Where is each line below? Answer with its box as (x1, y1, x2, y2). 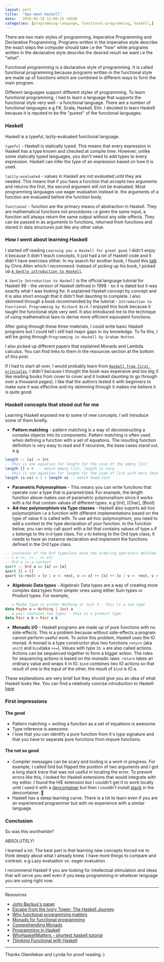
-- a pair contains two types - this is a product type (5, 611, 121, 616)
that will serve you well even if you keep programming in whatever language (5, 872, 158, 878)
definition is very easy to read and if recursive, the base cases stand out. (12, 442, 159, 448)
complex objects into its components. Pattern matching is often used (12, 432, 150, 438)
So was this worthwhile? (5, 828, 54, 834)
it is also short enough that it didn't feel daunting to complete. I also (5, 293, 141, 299)
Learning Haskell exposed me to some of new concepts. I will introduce (5, 412, 149, 418)
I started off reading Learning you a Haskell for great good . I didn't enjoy (5, 247, 156, 253)
